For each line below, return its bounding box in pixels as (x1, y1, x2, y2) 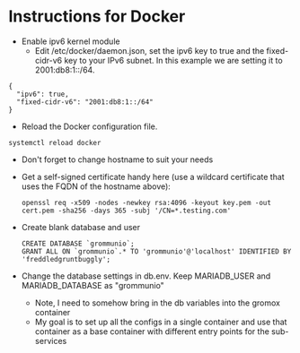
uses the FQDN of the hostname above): (21, 181, 172, 192)
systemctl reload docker (8, 138, 101, 147)
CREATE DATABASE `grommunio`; (21, 239, 136, 248)
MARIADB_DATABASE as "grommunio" (21, 280, 165, 290)
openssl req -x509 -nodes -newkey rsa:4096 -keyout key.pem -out (21, 198, 271, 207)
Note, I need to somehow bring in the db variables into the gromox (34, 297, 280, 308)
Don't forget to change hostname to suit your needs (21, 154, 214, 165)
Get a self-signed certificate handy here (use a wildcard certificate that (21, 171, 285, 182)
